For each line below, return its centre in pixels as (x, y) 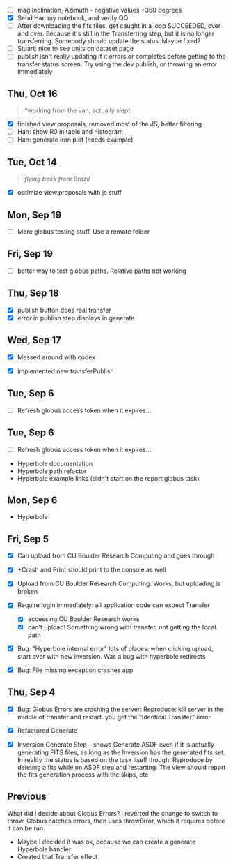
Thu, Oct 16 (32, 94)
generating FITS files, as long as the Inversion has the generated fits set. (121, 752)
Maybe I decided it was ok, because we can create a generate (106, 842)
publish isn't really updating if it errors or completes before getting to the (121, 57)
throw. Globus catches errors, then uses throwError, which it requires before (116, 821)
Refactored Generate (47, 730)
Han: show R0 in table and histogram (70, 132)
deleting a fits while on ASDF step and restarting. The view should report (121, 767)
